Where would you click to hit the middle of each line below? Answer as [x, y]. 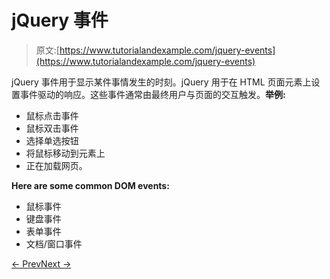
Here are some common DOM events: [90, 185]
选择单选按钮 [52, 140]
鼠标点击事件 [52, 115]
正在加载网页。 [56, 165]
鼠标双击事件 [52, 128]
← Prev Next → [41, 263]
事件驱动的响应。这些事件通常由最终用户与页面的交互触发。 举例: [152, 94]
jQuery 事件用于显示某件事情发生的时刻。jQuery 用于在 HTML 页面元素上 [161, 82]
